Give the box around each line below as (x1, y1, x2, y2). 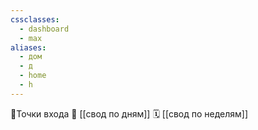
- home (19, 71, 47, 81)
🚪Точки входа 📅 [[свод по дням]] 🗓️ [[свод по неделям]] (10, 107, 249, 120)
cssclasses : (10, 14, 60, 25)
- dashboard (19, 24, 70, 34)
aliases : (10, 42, 47, 53)
